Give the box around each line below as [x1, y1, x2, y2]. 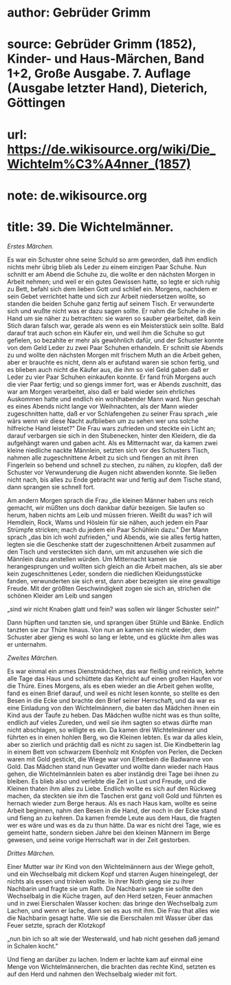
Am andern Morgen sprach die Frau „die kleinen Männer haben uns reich [7, 496, 214, 505]
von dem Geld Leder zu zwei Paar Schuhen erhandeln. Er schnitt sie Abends [7, 343, 223, 351]
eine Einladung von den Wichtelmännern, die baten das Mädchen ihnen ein [7, 703, 220, 712]
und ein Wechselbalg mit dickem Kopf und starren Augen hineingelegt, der [7, 870, 219, 878]
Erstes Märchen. [7, 242, 54, 250]
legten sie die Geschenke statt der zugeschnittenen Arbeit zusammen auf [7, 540, 216, 548]
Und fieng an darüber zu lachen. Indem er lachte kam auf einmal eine [7, 955, 203, 964]
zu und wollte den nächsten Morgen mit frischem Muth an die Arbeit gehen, [7, 351, 222, 359]
